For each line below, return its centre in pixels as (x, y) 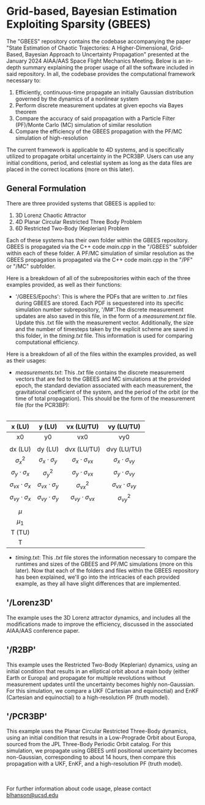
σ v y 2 (124, 498)
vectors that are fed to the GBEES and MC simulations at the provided (103, 379)
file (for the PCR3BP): (42, 405)
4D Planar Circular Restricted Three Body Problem (79, 221)
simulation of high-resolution (51, 138)
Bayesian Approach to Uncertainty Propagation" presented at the (107, 54)
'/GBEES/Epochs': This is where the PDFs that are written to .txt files (101, 296)
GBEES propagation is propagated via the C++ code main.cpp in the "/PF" (100, 259)
